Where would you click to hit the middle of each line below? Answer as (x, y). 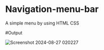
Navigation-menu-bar (52, 9)
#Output (14, 32)
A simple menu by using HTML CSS (42, 23)
